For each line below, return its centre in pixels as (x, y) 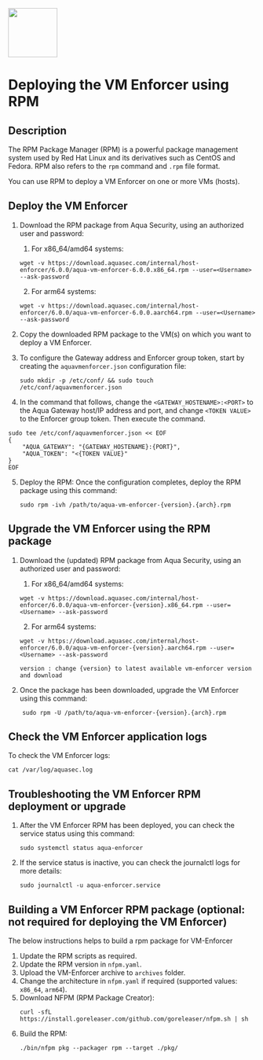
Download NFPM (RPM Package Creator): (87, 998)
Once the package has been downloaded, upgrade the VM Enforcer (129, 690)
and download (41, 675)
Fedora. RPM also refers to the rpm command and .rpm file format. (114, 166)
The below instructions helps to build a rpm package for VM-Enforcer (121, 941)
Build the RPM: (44, 1034)
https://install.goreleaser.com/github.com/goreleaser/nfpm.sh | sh (134, 1019)
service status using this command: (77, 834)
